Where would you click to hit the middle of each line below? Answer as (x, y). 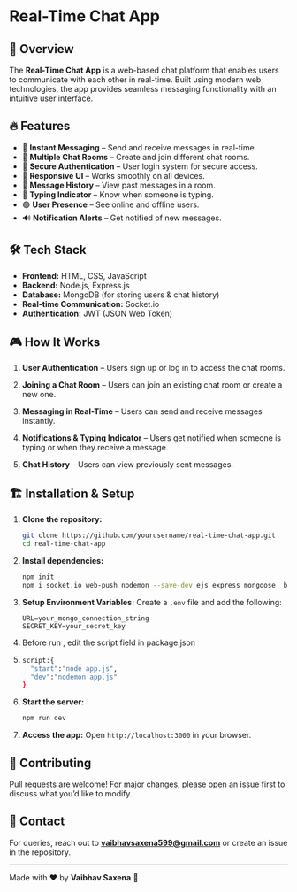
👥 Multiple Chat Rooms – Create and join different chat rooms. (136, 157)
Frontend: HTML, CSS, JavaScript (84, 275)
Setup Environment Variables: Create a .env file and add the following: (152, 602)
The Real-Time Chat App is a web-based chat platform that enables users (145, 70)
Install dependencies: (63, 561)
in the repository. (40, 852)
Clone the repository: (62, 519)
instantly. (38, 421)
